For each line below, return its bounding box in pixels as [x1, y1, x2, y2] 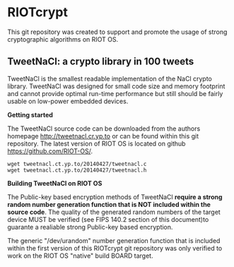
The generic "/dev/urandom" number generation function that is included [7, 236, 221, 244]
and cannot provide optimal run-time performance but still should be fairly [7, 89, 223, 97]
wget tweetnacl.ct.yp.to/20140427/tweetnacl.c [7, 160, 147, 167]
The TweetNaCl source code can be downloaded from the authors [7, 124, 201, 133]
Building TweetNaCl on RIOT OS [7, 179, 103, 187]
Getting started [7, 110, 53, 119]
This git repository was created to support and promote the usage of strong [7, 28, 228, 36]
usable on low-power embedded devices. [7, 97, 129, 105]
